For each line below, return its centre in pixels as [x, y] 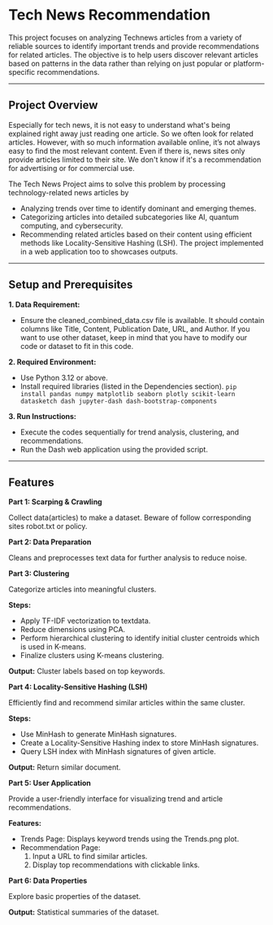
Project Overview [53, 105]
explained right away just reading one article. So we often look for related [131, 133]
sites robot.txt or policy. [48, 526]
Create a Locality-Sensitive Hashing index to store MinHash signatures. [139, 743]
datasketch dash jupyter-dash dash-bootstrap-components [119, 401]
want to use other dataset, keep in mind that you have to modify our [134, 337]
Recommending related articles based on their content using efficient [136, 234]
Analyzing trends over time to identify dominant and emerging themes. [138, 208]
